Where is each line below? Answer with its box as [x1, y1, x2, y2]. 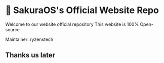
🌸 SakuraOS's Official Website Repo [5, 5, 159, 16]
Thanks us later [5, 51, 56, 59]
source [5, 26, 20, 32]
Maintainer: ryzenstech [5, 36, 54, 42]
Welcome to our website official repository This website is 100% [5, 21, 139, 27]
